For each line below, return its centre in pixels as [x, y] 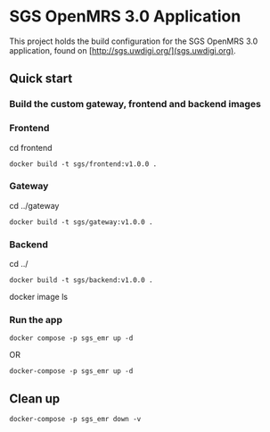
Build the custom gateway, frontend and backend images [135, 104]
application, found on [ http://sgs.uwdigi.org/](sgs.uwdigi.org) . [123, 50]
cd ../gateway [34, 205]
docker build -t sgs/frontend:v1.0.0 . [83, 164]
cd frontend [31, 147]
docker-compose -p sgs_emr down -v [75, 420]
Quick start [41, 79]
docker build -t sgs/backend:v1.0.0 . [81, 280]
